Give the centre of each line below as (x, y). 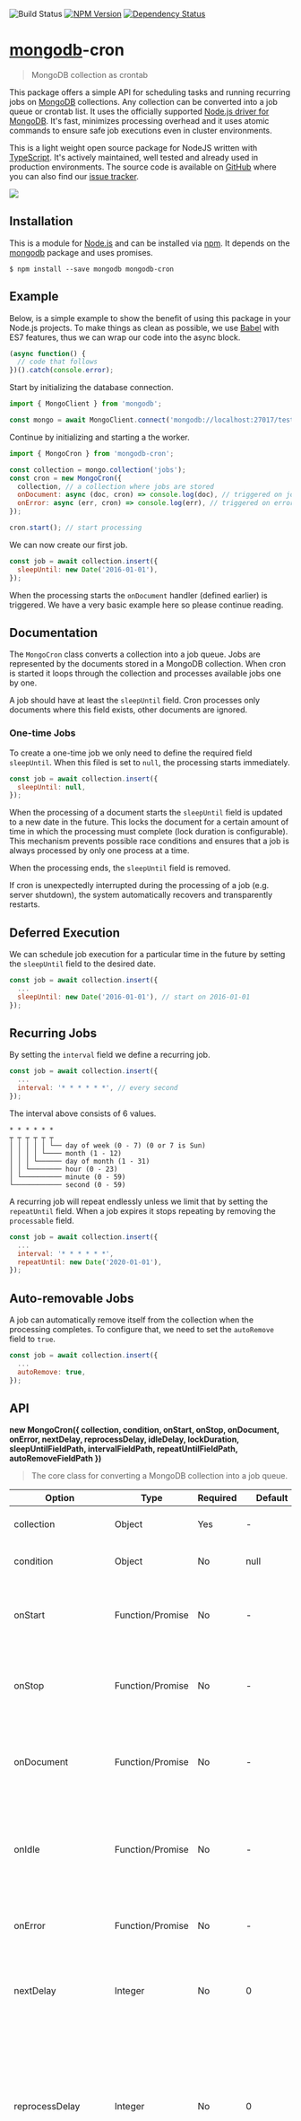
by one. (23, 683)
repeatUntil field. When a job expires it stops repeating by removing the (142, 1210)
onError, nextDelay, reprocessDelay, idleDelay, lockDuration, (125, 1439)
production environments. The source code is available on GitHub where (143, 167)
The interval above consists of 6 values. (83, 1113)
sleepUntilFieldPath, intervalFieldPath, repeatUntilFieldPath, (124, 1449)
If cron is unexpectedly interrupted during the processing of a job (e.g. (139, 886)
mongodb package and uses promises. (82, 252)
